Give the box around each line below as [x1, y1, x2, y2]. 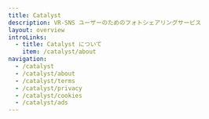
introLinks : [8, 33, 47, 41]
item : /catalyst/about [22, 48, 97, 56]
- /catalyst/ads [15, 99, 68, 106]
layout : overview [8, 26, 65, 34]
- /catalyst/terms [15, 77, 76, 85]
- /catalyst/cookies [15, 92, 82, 99]
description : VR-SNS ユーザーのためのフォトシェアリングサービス [8, 19, 202, 27]
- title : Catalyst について [15, 41, 102, 49]
